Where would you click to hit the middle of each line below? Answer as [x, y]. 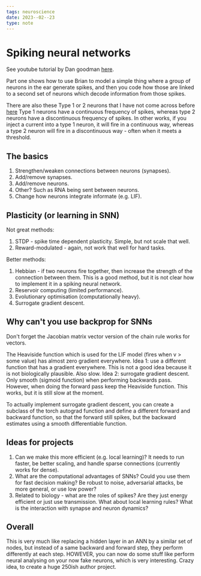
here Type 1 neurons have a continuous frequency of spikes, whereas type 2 [101, 112]
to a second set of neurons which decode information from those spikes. [96, 94]
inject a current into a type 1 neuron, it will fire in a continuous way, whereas [100, 124]
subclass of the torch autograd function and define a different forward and [98, 411]
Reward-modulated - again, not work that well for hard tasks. [90, 248]
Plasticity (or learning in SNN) [63, 215]
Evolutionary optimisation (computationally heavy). [78, 296]
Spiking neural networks [68, 53]
